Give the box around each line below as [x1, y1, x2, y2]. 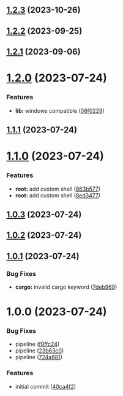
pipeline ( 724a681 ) [15, 354, 63, 361]
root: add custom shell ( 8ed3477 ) [15, 191, 101, 199]
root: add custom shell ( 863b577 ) [15, 185, 101, 192]
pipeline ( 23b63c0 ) [15, 347, 64, 354]
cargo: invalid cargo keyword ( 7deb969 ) [15, 283, 117, 291]
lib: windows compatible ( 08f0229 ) [15, 107, 105, 114]
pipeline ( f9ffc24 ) [15, 340, 60, 348]
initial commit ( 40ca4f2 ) [15, 383, 76, 390]
